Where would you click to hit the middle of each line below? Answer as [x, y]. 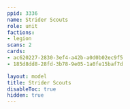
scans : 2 [19, 45]
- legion [19, 39]
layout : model [27, 76]
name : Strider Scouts [38, 20]
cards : [16, 52]
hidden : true [26, 95]
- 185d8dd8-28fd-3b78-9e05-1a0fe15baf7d [65, 64]
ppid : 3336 [22, 13]
